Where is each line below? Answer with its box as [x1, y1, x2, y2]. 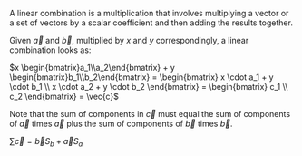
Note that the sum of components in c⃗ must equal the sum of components [9, 109, 291, 119]
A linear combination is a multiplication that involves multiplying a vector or [9, 8, 289, 18]
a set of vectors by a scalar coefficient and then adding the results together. [9, 17, 293, 28]
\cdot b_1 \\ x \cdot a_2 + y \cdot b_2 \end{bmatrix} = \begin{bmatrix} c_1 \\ [9, 82, 288, 92]
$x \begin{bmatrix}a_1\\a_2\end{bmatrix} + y [9, 63, 175, 73]
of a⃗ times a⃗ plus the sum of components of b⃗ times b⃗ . [9, 118, 233, 129]
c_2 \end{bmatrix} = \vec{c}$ [9, 91, 120, 102]
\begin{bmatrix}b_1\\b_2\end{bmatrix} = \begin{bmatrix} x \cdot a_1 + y [9, 72, 274, 83]
